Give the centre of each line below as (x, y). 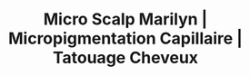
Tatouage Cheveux (125, 58)
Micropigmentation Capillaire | (125, 38)
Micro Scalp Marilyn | (125, 19)
